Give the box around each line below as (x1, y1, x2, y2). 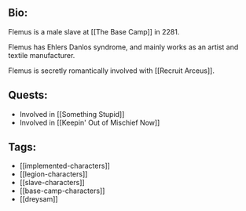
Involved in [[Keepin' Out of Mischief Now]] (19, 118, 160, 127)
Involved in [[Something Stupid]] (19, 109, 125, 118)
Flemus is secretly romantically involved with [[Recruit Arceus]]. (8, 66, 215, 75)
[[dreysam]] (19, 195, 58, 204)
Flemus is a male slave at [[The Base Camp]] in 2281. (8, 27, 180, 36)
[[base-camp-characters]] (19, 186, 105, 195)
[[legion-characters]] (19, 169, 88, 179)
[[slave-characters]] (19, 178, 85, 187)
